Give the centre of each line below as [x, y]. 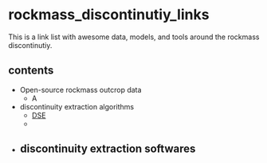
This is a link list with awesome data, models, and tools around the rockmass [134, 37]
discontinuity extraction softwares [108, 149]
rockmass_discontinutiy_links [109, 15]
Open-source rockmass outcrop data [80, 89]
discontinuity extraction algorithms [77, 106]
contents [31, 71]
